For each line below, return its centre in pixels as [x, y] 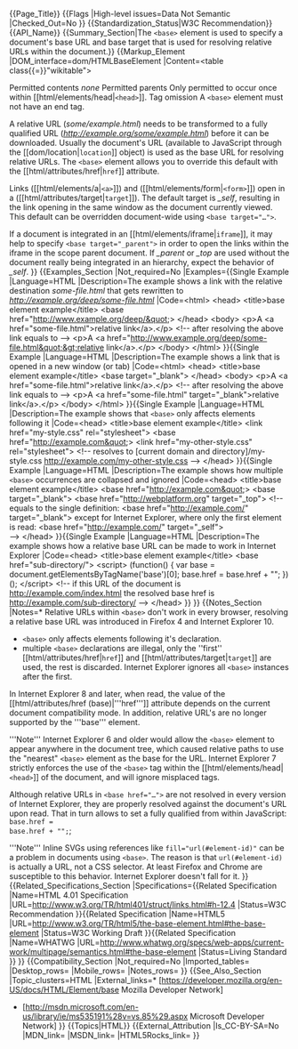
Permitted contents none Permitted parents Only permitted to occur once [143, 88]
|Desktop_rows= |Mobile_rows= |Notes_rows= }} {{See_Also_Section [135, 971]
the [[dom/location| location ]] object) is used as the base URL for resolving [147, 152]
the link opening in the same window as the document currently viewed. [141, 207]
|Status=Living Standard [242, 952]
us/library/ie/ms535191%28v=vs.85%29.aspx [105, 1016]
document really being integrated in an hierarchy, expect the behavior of [142, 262]
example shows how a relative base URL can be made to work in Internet [143, 546]
